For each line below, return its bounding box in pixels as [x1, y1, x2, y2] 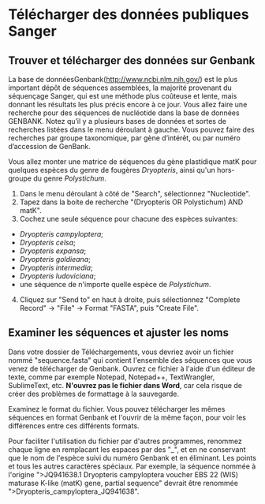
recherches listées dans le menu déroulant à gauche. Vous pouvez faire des [8, 125, 255, 134]
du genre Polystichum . [32, 174, 106, 183]
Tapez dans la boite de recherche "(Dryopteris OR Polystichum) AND [19, 197, 244, 207]
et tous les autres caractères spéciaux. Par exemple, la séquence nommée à [8, 461, 256, 471]
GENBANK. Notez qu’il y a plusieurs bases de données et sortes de [8, 117, 227, 125]
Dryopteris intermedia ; [19, 263, 93, 272]
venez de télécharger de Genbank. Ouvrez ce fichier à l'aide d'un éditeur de [8, 364, 256, 373]
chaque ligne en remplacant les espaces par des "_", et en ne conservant [8, 444, 246, 454]
